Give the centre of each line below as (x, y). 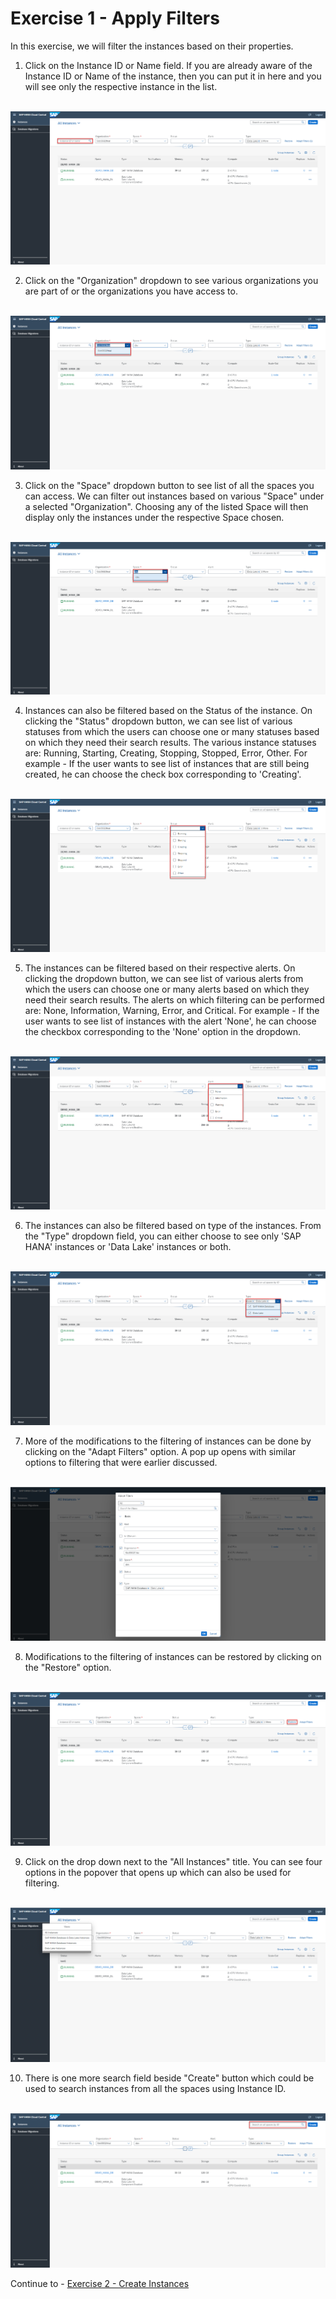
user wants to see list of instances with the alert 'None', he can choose (170, 1021)
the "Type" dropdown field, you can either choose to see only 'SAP (163, 1236)
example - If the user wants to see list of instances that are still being (167, 764)
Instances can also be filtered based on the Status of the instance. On (168, 711)
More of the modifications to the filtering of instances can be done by (168, 1441)
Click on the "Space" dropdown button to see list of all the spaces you (169, 485)
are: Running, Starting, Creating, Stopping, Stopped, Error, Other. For (166, 753)
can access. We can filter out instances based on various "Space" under (174, 496)
